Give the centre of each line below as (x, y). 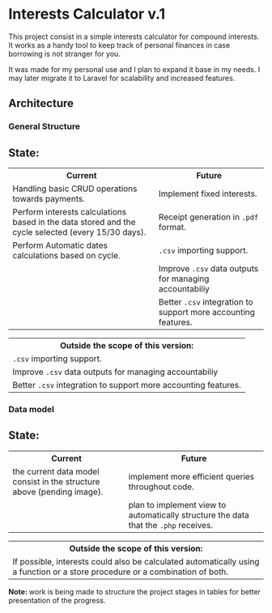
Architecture (41, 103)
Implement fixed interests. (208, 194)
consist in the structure (56, 481)
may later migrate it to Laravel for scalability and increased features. (122, 78)
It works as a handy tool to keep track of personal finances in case (119, 45)
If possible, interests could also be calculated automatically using (136, 561)
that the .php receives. (170, 525)
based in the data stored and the (74, 222)
